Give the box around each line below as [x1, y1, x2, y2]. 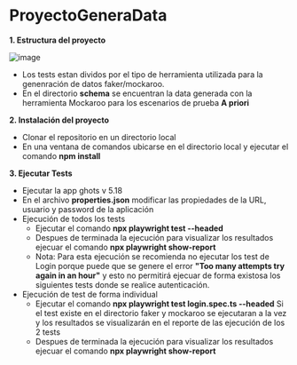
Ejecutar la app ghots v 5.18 [21, 185, 122, 195]
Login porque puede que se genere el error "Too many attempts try [35, 260, 285, 271]
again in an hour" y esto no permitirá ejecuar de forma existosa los [35, 270, 281, 281]
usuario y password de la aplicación [21, 203, 154, 214]
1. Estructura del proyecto [9, 35, 106, 45]
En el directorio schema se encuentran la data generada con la [21, 88, 253, 99]
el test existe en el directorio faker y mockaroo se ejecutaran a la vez [35, 307, 287, 318]
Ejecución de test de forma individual [21, 289, 158, 299]
